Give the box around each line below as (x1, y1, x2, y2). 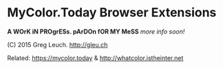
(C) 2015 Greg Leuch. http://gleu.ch (7, 40, 108, 49)
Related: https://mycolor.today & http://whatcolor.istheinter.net (7, 53, 184, 62)
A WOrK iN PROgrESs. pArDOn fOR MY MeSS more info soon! (7, 27, 185, 36)
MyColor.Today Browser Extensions (7, 5, 217, 20)
